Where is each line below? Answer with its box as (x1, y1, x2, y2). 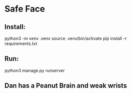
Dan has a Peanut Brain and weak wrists (4, 81, 127, 90)
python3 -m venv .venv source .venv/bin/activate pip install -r (4, 35, 127, 41)
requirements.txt (4, 41, 38, 46)
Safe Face (4, 3, 45, 15)
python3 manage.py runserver (4, 67, 65, 73)
